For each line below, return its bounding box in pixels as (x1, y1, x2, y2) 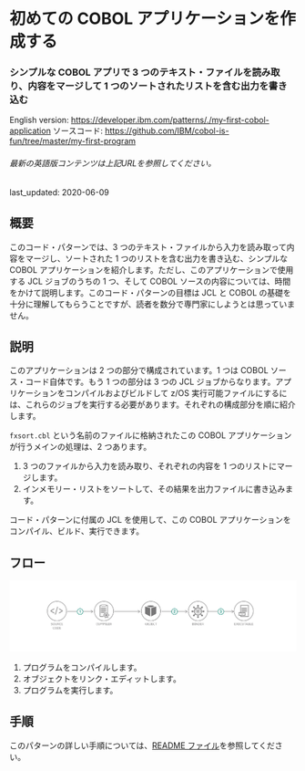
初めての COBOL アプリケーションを (9, 8, 280, 29)
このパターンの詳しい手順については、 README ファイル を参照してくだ (9, 740, 275, 751)
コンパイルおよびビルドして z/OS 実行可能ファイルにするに (65, 388, 288, 399)
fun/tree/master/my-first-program (9, 136, 137, 147)
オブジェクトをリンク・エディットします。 (22, 672, 182, 684)
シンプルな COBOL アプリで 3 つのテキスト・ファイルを (9, 66, 253, 78)
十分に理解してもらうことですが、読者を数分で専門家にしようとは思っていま (9, 298, 296, 309)
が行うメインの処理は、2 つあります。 (9, 442, 152, 453)
